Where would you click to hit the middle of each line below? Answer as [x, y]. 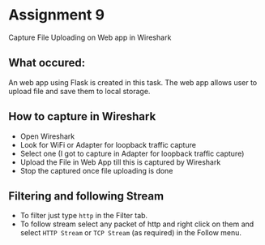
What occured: [47, 63]
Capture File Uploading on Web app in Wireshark [90, 37]
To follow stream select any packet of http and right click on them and [137, 224]
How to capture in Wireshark [82, 116]
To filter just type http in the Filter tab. [84, 216]
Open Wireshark [47, 136]
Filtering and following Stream [86, 196]
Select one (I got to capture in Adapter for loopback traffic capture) [132, 153]
